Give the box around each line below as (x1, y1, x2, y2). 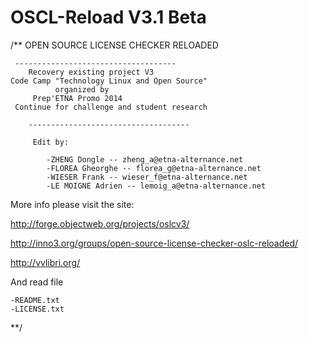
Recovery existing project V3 (28, 67, 155, 77)
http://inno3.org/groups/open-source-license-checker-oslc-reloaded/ (10, 237, 299, 249)
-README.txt (10, 295, 60, 305)
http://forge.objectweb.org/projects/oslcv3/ (10, 217, 190, 230)
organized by (54, 84, 110, 95)
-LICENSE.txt (10, 304, 65, 314)
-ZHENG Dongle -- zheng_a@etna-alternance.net (46, 154, 244, 165)
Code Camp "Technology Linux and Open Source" (10, 76, 208, 86)
